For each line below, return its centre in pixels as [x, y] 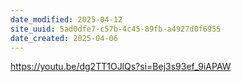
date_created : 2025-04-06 [64, 38]
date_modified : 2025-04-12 [66, 19]
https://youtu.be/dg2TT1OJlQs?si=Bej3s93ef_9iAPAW [121, 67]
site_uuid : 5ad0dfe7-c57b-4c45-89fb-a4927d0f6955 [116, 29]
